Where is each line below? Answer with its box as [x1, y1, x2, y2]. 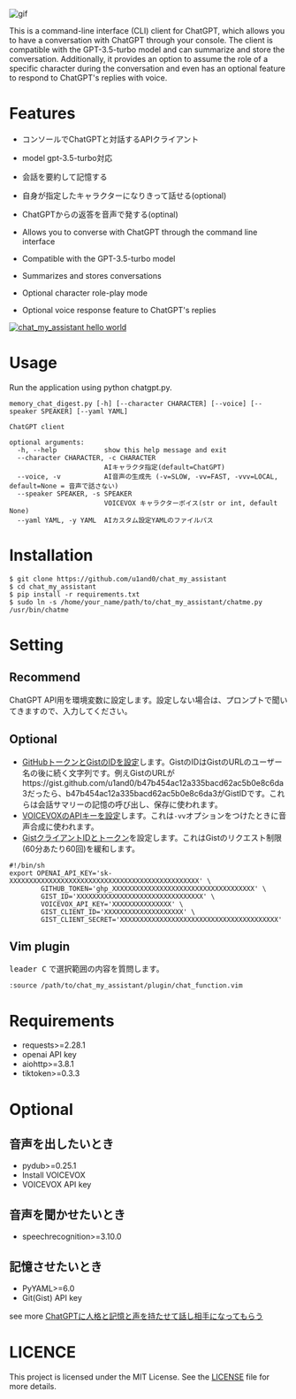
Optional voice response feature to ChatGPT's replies [21, 304, 216, 315]
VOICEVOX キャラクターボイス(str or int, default [103, 498, 278, 508]
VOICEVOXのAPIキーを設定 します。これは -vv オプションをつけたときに [21, 810, 279, 820]
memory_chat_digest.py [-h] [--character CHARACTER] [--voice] [9, 399, 247, 408]
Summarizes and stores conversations [21, 270, 162, 281]
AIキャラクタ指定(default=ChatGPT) [103, 463, 225, 472]
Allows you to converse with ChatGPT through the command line [21, 227, 258, 237]
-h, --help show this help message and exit [17, 445, 227, 455]
